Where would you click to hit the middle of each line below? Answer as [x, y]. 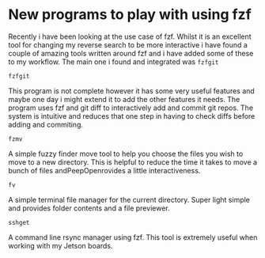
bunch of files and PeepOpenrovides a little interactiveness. [104, 170]
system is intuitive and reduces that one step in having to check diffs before [132, 116]
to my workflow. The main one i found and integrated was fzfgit [114, 62]
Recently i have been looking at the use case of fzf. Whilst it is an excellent [130, 36]
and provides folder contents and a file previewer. [89, 208]
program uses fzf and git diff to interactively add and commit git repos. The [131, 108]
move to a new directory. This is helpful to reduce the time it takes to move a [133, 162]
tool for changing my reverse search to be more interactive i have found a [128, 44]
